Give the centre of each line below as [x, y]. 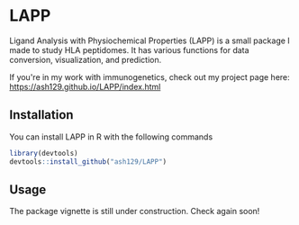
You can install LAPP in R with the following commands [111, 137]
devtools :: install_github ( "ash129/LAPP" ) [88, 162]
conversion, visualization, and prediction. [86, 59]
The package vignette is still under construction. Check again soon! [135, 211]
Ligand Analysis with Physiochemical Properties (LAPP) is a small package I [149, 40]
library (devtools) [44, 153]
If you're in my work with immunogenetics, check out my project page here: [149, 76]
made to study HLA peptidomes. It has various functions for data [129, 49]
